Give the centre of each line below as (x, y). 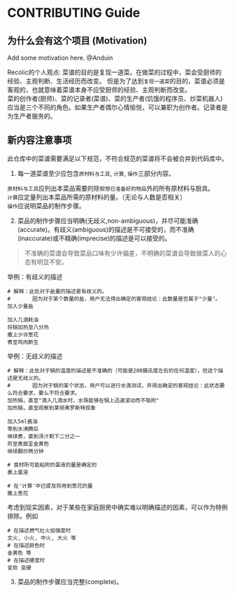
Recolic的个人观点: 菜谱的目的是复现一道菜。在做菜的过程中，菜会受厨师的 (115, 72)
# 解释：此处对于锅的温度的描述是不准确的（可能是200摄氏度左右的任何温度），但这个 (113, 370)
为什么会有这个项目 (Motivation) (77, 40)
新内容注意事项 (40, 141)
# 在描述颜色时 (26, 545)
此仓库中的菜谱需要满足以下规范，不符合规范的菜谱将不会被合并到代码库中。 (117, 158)
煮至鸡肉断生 (23, 342)
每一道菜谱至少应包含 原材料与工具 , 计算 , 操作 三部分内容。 (96, 173)
